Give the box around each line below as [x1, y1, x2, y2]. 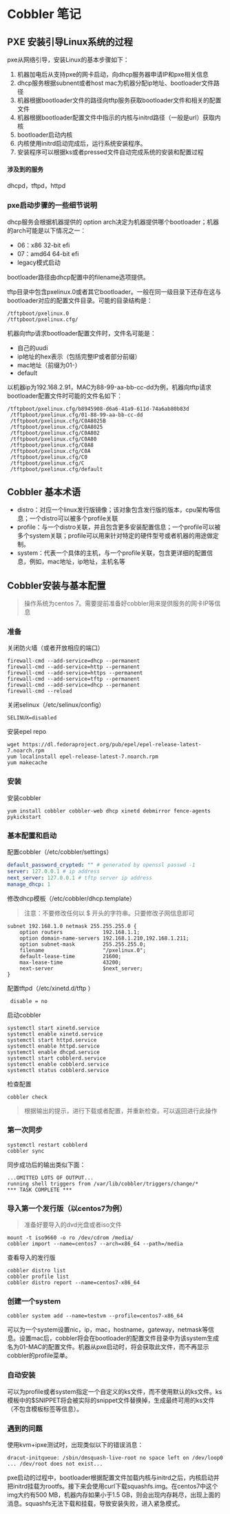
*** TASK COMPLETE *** [7, 1186, 72, 1193]
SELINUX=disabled [7, 715, 57, 721]
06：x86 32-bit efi [17, 241, 70, 249]
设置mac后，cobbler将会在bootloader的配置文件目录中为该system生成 [19, 1334, 219, 1343]
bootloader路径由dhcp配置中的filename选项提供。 [7, 273, 149, 281]
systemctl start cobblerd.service [7, 1054, 107, 1062]
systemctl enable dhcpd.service [7, 1049, 100, 1056]
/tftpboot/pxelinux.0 [7, 310, 70, 317]
